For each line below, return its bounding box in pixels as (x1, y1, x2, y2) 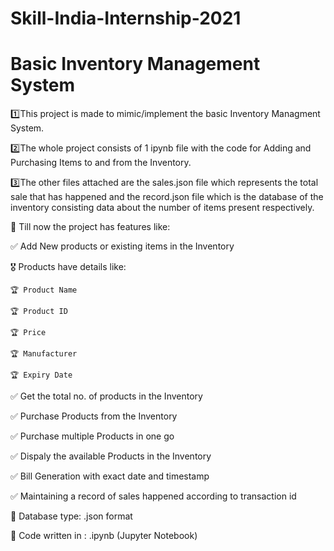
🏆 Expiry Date (10, 370, 73, 381)
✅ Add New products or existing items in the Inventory (10, 240, 235, 252)
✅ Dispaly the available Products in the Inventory (10, 450, 212, 462)
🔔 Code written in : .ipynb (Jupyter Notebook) (10, 530, 198, 542)
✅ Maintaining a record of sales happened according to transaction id (10, 490, 297, 502)
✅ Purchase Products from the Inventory (10, 410, 178, 422)
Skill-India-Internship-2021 (10, 7, 242, 30)
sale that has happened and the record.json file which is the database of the (10, 191, 324, 203)
